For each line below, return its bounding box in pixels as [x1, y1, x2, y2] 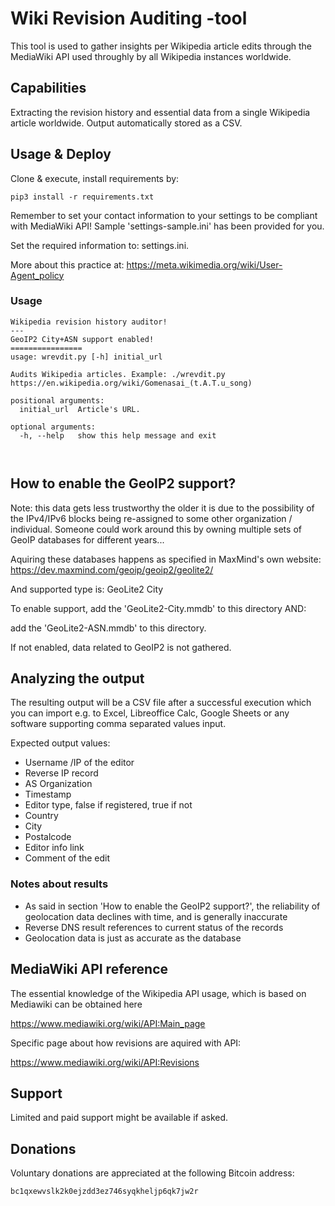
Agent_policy [10, 269, 65, 281]
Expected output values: [10, 737, 111, 749]
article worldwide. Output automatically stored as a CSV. [10, 117, 243, 129]
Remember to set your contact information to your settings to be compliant [10, 209, 318, 221]
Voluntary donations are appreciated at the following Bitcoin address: [10, 1167, 295, 1179]
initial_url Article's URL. [19, 404, 141, 414]
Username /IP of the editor [24, 757, 135, 769]
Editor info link [24, 842, 85, 854]
